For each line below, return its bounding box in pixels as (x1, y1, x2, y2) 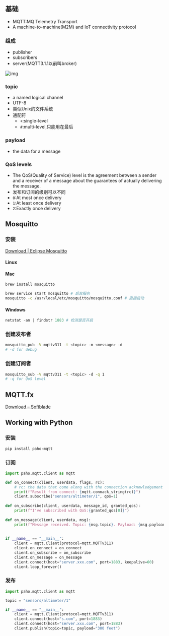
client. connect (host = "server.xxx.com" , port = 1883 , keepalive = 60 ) (14, 559, 154, 564)
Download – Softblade (5, 404, 51, 410)
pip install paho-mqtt (5, 446, 53, 451)
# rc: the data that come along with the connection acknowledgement (14, 484, 163, 490)
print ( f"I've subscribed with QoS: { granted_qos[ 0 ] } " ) (14, 508, 129, 513)
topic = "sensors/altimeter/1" (5, 598, 71, 603)
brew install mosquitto (5, 282, 55, 287)
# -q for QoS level (5, 376, 46, 381)
